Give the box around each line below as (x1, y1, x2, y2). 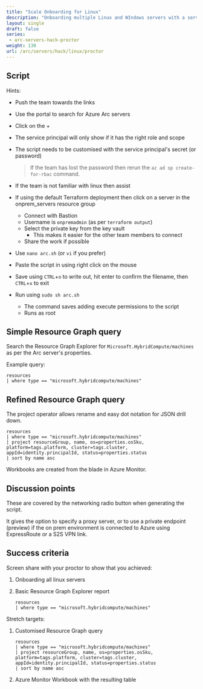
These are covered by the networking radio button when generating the (6, 499, 184, 507)
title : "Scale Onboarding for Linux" (6, 8, 101, 15)
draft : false (6, 25, 39, 32)
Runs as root (24, 309, 56, 316)
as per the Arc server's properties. (6, 349, 92, 356)
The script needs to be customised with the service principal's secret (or (14, 145, 196, 153)
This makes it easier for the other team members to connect (33, 231, 182, 238)
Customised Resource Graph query (14, 627, 103, 634)
